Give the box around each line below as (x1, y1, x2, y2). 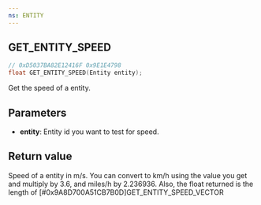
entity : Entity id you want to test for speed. (19, 127, 159, 136)
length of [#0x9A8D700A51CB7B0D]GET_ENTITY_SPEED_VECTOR (8, 187, 224, 197)
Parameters (8, 106, 67, 119)
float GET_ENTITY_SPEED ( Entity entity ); (8, 69, 144, 77)
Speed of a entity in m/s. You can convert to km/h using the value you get (8, 170, 248, 180)
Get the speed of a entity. (8, 84, 91, 93)
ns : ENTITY (8, 11, 44, 20)
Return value (8, 150, 73, 163)
